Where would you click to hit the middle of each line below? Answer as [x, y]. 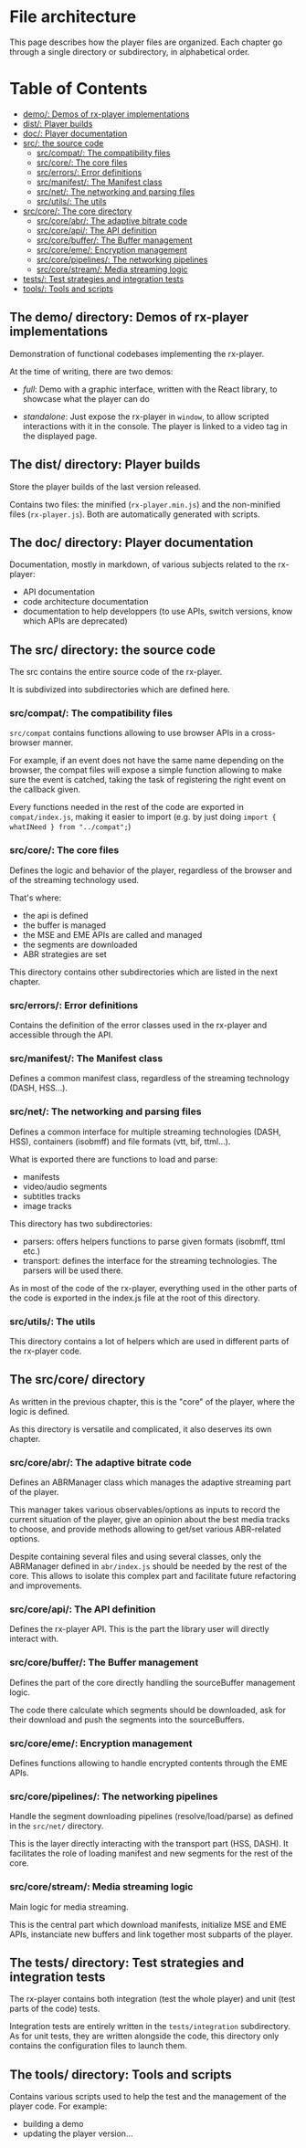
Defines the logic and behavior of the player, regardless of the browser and [151, 870]
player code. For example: [58, 2106]
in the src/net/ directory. [57, 1826]
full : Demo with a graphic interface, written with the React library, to [150, 389]
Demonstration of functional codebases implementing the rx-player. [137, 353]
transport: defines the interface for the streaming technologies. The [150, 1260]
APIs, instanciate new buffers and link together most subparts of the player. [151, 1934]
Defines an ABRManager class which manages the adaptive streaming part [150, 1482]
